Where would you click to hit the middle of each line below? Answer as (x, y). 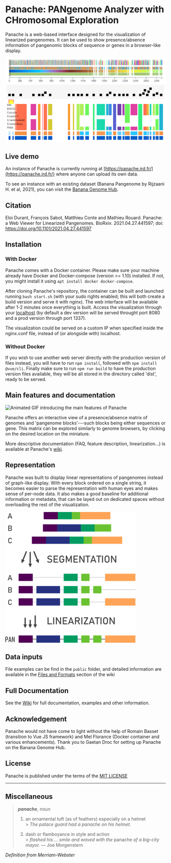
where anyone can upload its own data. (97, 174)
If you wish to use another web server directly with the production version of (85, 358)
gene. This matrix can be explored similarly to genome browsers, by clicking (85, 428)
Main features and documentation (60, 396)
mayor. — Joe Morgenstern (54, 845)
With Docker (21, 259)
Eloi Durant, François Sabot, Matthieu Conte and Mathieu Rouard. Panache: (84, 218)
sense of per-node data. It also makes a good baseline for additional (77, 494)
